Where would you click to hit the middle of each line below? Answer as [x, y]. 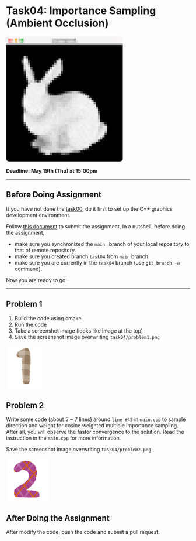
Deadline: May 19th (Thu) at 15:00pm [52, 170]
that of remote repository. [45, 250]
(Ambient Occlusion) [57, 23]
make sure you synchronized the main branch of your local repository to [102, 244]
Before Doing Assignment [54, 195]
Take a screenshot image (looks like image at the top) [79, 331]
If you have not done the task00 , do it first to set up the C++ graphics [90, 208]
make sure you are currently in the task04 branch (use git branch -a [97, 262]
